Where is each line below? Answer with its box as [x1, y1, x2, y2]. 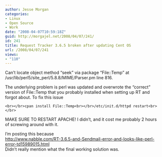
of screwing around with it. [5, 122, 59, 128]
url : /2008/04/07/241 [5, 47, 49, 52]
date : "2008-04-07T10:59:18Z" [5, 29, 66, 34]
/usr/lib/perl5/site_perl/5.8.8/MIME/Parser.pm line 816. [5, 75, 113, 81]
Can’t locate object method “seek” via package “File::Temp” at [5, 70, 130, 75]
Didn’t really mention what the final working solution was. [5, 146, 120, 152]
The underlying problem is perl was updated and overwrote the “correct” [5, 84, 151, 90]
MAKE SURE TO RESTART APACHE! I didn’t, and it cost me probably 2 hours [5, 116, 157, 122]
